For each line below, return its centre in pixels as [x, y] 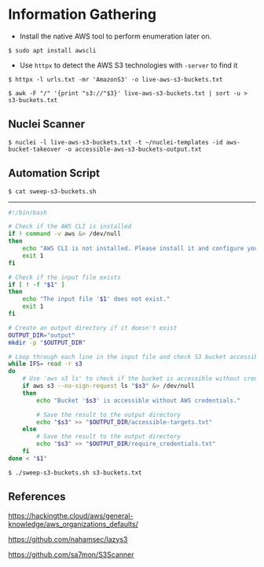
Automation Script [54, 173]
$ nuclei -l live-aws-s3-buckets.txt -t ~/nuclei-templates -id [115, 142]
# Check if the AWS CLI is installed [70, 227]
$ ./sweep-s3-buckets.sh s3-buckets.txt [75, 473]
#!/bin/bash [27, 212]
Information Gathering [82, 15]
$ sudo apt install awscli [52, 50]
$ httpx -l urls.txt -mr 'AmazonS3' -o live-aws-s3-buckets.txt [115, 79]
